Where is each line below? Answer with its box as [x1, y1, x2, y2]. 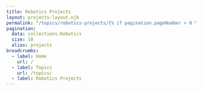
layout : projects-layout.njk [6, 14, 79, 20]
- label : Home [11, 53, 47, 59]
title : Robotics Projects [6, 8, 71, 15]
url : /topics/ [17, 70, 52, 76]
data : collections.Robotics [11, 31, 82, 37]
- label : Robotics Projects [11, 75, 82, 81]
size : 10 [11, 37, 34, 43]
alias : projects [11, 43, 52, 48]
